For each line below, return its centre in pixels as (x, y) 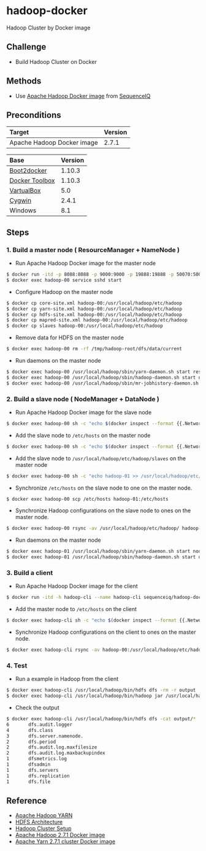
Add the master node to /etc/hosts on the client (76, 609)
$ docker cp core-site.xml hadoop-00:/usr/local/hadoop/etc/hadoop (94, 303)
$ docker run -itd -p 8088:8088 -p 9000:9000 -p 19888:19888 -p (90, 275)
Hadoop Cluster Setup (43, 828)
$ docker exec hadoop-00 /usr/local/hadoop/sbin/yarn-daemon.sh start (98, 372)
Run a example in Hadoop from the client (67, 679)
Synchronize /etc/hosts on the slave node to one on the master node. (104, 488)
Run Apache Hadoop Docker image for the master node (86, 263)
